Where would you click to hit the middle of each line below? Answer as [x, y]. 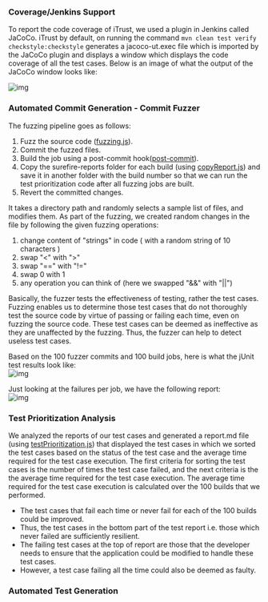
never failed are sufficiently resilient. [80, 536]
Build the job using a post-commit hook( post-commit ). [109, 158]
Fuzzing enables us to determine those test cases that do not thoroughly [128, 307]
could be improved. [52, 519]
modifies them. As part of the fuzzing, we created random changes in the [129, 216]
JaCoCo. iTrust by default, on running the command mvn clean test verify [132, 38]
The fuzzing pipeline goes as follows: [70, 126]
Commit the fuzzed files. [60, 150]
